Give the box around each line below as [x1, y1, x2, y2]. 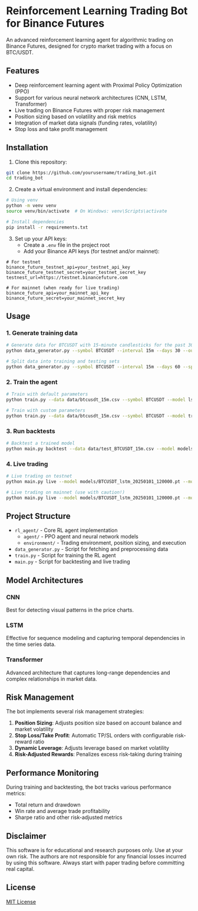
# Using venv [6, 197, 38, 203]
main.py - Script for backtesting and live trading [14, 558, 131, 565]
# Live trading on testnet [6, 474, 72, 479]
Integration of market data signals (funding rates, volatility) [14, 119, 157, 126]
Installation [6, 143, 48, 153]
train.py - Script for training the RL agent [14, 552, 116, 559]
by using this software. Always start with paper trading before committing [6, 859, 184, 866]
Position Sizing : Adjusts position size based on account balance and [14, 719, 182, 727]
